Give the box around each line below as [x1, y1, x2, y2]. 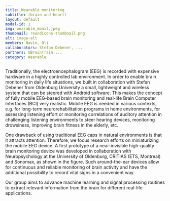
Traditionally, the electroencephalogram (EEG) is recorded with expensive [5, 68, 159, 74]
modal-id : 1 [5, 21, 30, 27]
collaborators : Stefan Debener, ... [5, 45, 83, 50]
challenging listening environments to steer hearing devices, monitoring [5, 117, 155, 123]
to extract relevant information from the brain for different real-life [5, 185, 143, 191]
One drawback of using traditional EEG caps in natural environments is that [5, 132, 162, 138]
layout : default [5, 17, 40, 22]
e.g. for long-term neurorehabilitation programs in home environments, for [5, 106, 160, 112]
